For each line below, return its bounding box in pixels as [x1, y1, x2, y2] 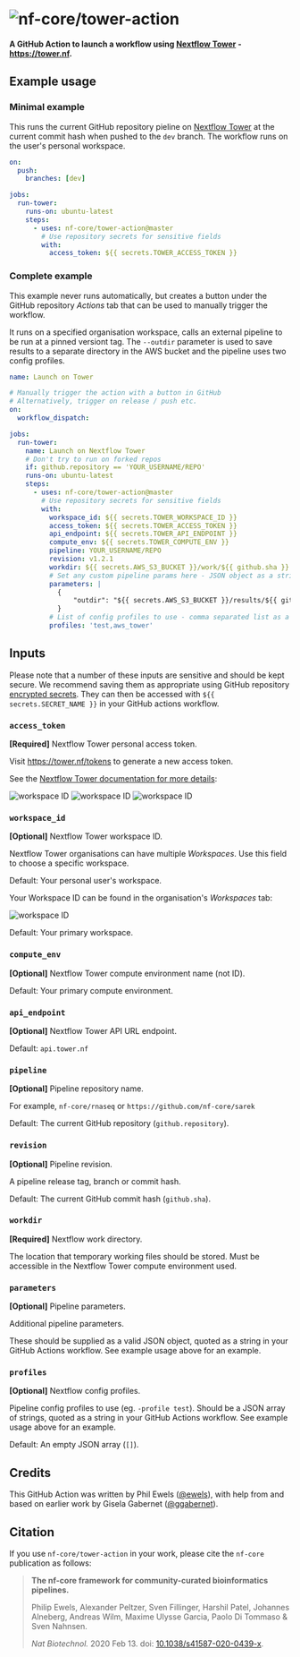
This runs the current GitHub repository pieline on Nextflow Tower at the [9, 121, 275, 132]
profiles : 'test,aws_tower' [48, 621, 154, 630]
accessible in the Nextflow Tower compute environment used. [9, 1260, 237, 1271]
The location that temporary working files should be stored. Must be [9, 1251, 261, 1261]
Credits [9, 1465, 52, 1481]
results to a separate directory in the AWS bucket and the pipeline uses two [9, 346, 287, 356]
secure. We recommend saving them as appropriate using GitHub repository [9, 679, 290, 689]
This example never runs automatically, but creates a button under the [9, 290, 268, 301]
